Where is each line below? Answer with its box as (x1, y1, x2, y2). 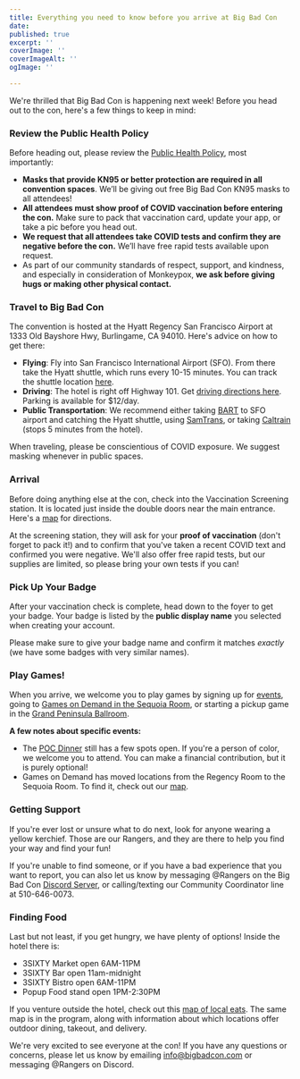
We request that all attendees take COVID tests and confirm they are (21, 232, 281, 242)
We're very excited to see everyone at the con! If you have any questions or (9, 1040, 287, 1050)
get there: (9, 341, 46, 351)
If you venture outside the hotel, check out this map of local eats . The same (9, 1003, 287, 1015)
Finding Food (9, 911, 67, 923)
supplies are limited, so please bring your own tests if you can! (9, 558, 239, 569)
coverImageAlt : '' (9, 55, 78, 63)
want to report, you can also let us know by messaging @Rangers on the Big (9, 869, 290, 881)
